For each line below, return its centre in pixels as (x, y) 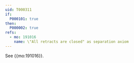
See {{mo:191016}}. (25, 56)
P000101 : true (24, 19)
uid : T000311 (18, 10)
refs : (11, 32)
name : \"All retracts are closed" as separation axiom (71, 42)
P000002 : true (24, 28)
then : (11, 23)
